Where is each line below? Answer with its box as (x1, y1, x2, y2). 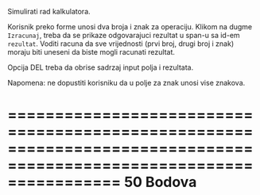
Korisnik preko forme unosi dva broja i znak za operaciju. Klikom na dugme (7, 22, 253, 31)
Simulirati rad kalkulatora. (7, 7, 91, 16)
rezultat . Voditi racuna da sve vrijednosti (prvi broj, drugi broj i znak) (7, 39, 235, 48)
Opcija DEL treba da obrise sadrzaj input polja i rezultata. (7, 63, 194, 72)
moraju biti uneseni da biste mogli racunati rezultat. (7, 48, 176, 56)
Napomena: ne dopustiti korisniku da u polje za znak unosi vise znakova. (7, 78, 246, 87)
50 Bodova (123, 174, 197, 191)
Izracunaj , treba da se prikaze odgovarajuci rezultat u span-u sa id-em (7, 31, 240, 40)
